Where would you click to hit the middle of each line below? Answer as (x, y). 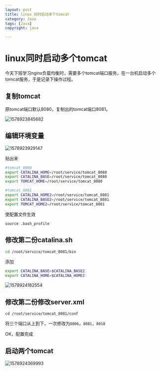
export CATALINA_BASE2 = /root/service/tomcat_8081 (57, 199)
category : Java (21, 19)
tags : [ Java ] (19, 23)
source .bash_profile (27, 224)
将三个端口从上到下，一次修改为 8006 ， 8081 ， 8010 (55, 323)
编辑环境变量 (25, 136)
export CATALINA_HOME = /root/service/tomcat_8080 (56, 172)
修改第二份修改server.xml (45, 302)
